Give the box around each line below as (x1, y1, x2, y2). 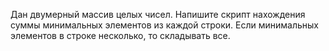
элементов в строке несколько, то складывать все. (10, 30, 231, 41)
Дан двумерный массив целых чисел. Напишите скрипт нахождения (10, 9, 306, 20)
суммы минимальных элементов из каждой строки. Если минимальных (10, 19, 319, 31)
